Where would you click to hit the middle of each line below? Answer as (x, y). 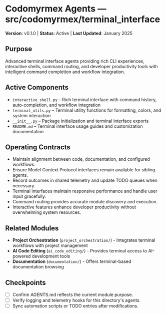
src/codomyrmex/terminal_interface (83, 19)
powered (21, 256)
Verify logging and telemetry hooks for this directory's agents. (76, 300)
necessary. (24, 186)
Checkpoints (25, 283)
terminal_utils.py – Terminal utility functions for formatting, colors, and (87, 110)
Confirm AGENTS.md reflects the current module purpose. (73, 294)
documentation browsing (38, 267)
